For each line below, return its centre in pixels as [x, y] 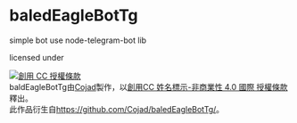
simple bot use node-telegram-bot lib [78, 40]
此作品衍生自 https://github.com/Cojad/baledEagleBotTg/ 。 [117, 109]
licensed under [37, 57]
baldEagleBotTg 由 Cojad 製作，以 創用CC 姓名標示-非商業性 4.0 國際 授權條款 [148, 86]
